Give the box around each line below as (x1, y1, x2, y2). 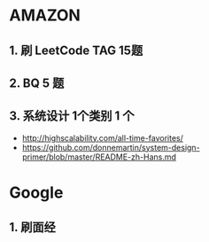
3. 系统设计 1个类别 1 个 (9, 108, 135, 124)
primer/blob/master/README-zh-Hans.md (21, 152, 177, 162)
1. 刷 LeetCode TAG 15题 (9, 43, 143, 58)
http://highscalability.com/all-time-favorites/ (21, 132, 184, 143)
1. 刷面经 (9, 220, 56, 235)
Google (9, 183, 64, 202)
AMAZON (9, 5, 81, 26)
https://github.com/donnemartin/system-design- (21, 142, 201, 152)
